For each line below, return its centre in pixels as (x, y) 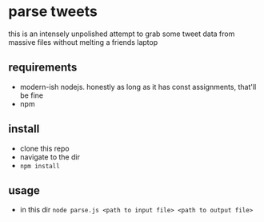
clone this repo (44, 148)
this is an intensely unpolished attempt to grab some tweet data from (122, 34)
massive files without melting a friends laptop (83, 42)
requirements (43, 68)
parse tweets (53, 12)
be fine (32, 95)
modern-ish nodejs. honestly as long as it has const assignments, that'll (138, 87)
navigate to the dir (50, 157)
